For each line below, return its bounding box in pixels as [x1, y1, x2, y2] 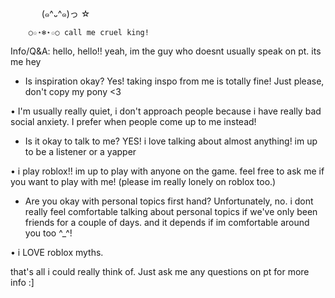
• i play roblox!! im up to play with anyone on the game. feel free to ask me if [10, 165, 325, 177]
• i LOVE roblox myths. [10, 247, 104, 258]
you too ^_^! [24, 227, 73, 239]
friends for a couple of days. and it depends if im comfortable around [24, 217, 310, 228]
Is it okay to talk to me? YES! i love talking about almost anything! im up [24, 135, 318, 147]
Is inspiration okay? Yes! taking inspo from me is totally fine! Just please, [24, 75, 325, 87]
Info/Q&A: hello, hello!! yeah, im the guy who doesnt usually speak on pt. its [10, 45, 322, 57]
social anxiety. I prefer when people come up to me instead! [10, 116, 257, 127]
